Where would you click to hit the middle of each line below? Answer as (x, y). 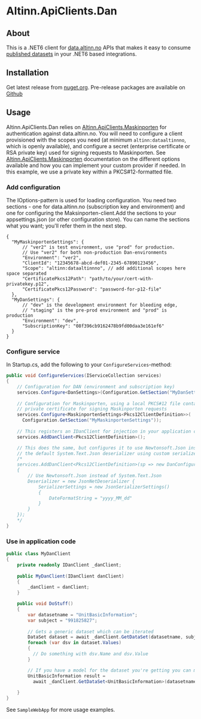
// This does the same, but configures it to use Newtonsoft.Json (101, 448)
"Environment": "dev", (50, 320)
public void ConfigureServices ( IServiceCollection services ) (84, 376)
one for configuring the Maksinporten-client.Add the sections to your (91, 213)
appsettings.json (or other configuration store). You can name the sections (98, 219)
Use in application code (41, 541)
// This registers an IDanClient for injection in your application (104, 431)
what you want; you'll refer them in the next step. (67, 226)
